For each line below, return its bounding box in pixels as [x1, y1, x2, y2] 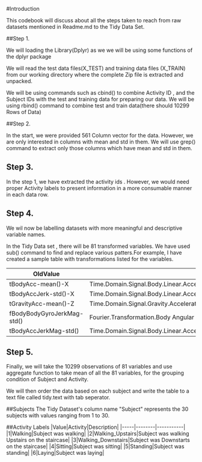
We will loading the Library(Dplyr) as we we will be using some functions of [6, 46, 193, 54]
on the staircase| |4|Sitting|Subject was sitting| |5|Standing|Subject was [6, 443, 185, 450]
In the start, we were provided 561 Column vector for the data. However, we [6, 132, 194, 139]
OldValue [32, 270, 60, 278]
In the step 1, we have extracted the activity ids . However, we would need [6, 178, 189, 185]
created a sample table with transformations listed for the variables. [6, 255, 174, 262]
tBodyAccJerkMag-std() [9, 326, 79, 335]
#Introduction [6, 5, 40, 12]
